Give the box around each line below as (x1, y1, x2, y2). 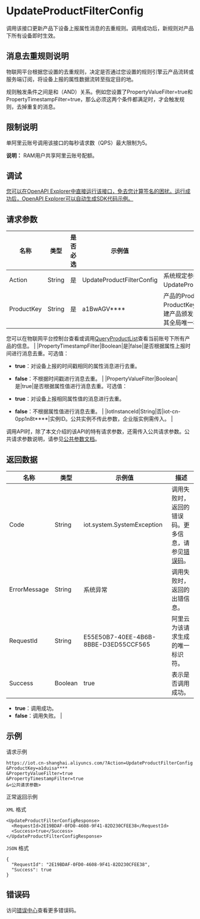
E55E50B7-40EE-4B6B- (83, 633, 157, 641)
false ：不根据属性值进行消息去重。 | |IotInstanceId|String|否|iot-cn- (14, 408, 181, 415)
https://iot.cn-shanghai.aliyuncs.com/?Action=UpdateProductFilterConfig (6, 760, 193, 766)
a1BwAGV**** (82, 305, 126, 313)
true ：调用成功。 (14, 705, 57, 712)
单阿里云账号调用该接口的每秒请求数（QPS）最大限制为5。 (6, 139, 151, 146)
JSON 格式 (6, 844, 29, 852)
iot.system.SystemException (83, 521, 162, 529)
